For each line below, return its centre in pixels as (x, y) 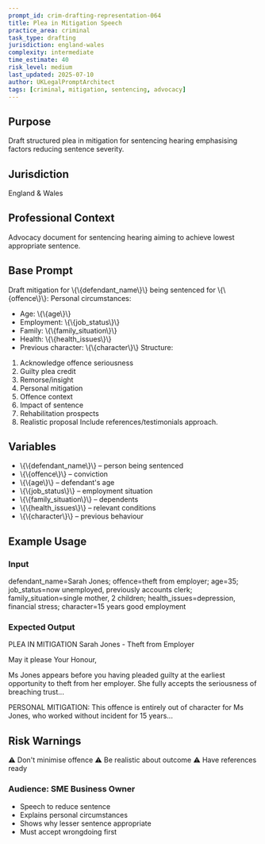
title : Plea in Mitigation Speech (65, 23)
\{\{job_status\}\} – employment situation (86, 491)
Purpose (30, 121)
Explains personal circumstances (74, 815)
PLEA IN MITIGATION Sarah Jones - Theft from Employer (101, 645)
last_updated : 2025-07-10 (51, 75)
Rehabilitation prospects (59, 413)
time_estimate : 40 (38, 60)
